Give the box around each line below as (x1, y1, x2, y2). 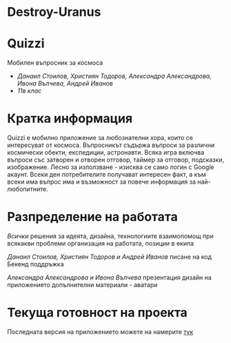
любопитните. (7, 185, 48, 193)
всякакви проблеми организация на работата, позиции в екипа (7, 239, 194, 247)
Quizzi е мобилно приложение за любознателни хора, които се (7, 134, 193, 142)
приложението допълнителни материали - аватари (7, 281, 158, 288)
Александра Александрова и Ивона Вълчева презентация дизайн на (7, 273, 212, 282)
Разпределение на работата (7, 209, 178, 225)
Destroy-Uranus (7, 4, 101, 20)
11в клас (17, 87, 42, 95)
